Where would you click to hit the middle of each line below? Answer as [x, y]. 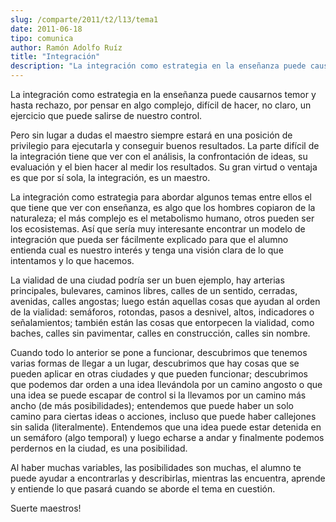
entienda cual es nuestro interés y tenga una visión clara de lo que [147, 250]
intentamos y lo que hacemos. [72, 260]
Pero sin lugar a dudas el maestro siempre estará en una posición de [151, 135]
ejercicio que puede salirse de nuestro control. [106, 115]
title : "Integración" [55, 57]
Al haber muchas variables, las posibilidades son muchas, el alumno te [156, 467]
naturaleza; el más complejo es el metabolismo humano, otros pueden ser [162, 218]
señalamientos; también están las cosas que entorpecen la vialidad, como [162, 322]
